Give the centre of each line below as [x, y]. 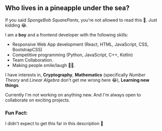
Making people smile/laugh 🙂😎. [43, 65]
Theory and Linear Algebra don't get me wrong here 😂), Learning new [77, 80]
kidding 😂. [16, 25]
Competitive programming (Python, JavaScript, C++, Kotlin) [73, 55]
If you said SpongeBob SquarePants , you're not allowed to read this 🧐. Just [81, 20]
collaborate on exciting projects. [38, 100]
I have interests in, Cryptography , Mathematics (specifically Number [75, 75]
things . [13, 85]
